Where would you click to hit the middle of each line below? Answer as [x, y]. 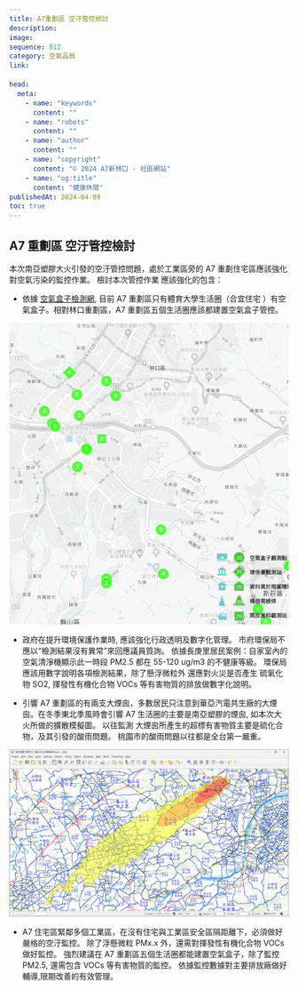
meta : [27, 93]
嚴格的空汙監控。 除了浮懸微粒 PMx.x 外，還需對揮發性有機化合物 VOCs [153, 943]
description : [33, 28]
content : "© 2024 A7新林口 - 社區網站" [102, 169]
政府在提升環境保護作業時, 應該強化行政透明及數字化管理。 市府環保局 [149, 640]
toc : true [27, 206]
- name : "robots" [57, 122]
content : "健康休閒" [68, 188]
